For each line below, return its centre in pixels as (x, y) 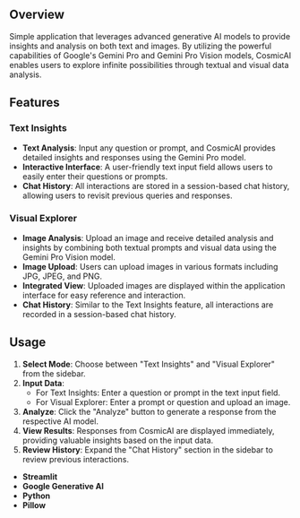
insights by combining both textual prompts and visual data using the (150, 247)
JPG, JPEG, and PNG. (62, 276)
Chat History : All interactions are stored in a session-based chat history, (156, 186)
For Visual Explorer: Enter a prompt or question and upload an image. (163, 401)
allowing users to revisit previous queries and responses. (127, 195)
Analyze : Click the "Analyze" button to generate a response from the (149, 411)
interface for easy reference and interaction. (104, 295)
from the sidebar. (54, 373)
